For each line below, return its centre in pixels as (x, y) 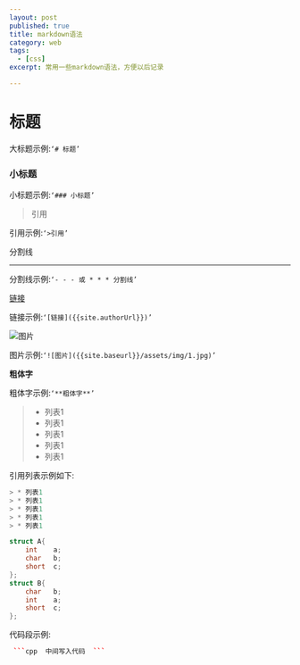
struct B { (28, 583)
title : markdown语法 (46, 34)
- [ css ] (32, 59)
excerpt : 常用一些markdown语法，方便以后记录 (87, 68)
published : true (39, 26)
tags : (19, 51)
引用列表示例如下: (42, 476)
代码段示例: (30, 635)
